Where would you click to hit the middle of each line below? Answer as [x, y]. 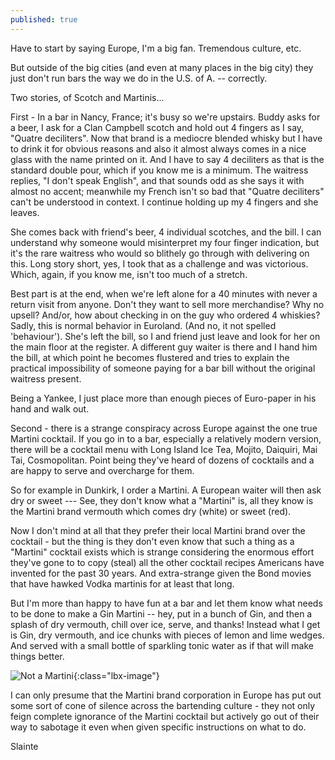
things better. [37, 656]
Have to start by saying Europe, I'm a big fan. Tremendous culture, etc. [156, 48]
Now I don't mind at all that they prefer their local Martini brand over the [158, 530]
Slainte [24, 746]
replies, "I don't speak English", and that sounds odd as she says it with [157, 180]
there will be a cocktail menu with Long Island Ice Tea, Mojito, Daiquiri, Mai [164, 449]
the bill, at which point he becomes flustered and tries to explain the [150, 357]
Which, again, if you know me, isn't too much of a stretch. [129, 274]
